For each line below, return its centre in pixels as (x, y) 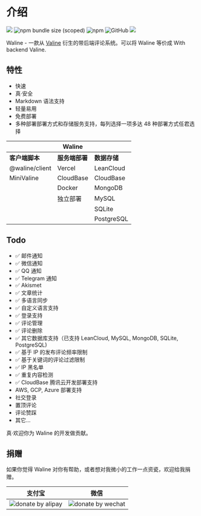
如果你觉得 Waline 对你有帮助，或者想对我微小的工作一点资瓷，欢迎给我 (96, 469)
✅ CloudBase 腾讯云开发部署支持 (56, 382)
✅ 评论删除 (29, 330)
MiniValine (24, 178)
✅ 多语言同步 (31, 300)
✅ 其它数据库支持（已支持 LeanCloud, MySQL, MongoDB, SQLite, (97, 338)
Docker (68, 188)
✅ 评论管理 (29, 323)
